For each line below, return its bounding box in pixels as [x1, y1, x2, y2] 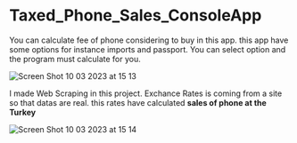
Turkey [9, 107, 37, 117]
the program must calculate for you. [9, 53, 141, 64]
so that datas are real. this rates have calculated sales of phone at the [9, 97, 268, 107]
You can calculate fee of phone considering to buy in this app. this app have [9, 35, 289, 45]
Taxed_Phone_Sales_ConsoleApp [9, 5, 262, 26]
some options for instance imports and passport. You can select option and [9, 44, 286, 54]
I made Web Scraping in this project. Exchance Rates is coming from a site [9, 88, 283, 99]
